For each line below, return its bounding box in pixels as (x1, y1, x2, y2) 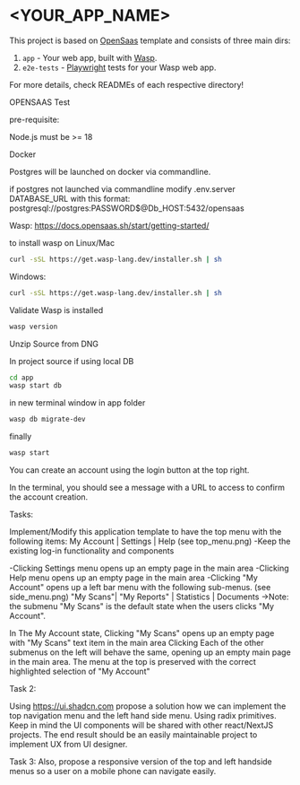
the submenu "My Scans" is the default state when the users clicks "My (9, 601, 275, 612)
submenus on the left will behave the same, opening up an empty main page (9, 647, 291, 658)
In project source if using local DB (9, 355, 134, 366)
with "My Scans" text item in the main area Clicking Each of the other (9, 638, 264, 649)
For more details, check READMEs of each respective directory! (9, 79, 244, 90)
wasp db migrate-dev (9, 414, 87, 424)
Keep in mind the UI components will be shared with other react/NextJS (9, 720, 274, 731)
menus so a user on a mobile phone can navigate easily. (9, 766, 217, 777)
